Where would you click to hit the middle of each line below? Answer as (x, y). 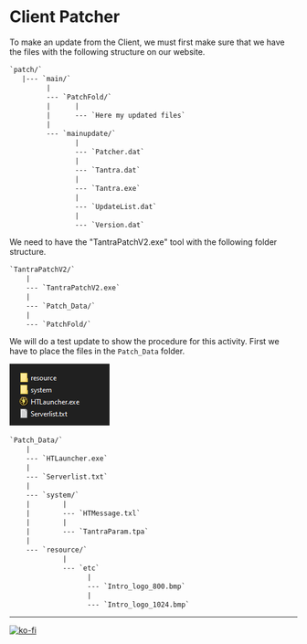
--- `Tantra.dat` (108, 170)
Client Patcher (65, 17)
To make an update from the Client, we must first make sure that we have (147, 42)
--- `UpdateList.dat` (116, 206)
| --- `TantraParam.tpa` (87, 532)
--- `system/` (53, 495)
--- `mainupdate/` (81, 133)
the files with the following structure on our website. (107, 51)
